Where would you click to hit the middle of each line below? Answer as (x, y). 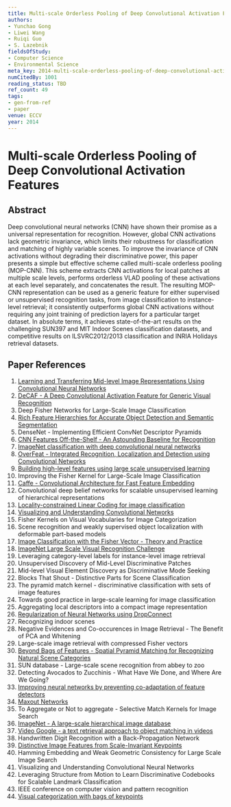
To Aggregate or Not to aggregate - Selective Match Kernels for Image (117, 709)
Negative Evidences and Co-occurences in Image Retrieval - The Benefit (120, 629)
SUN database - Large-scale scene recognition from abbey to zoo (111, 665)
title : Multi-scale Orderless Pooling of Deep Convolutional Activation (114, 13)
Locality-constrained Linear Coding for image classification (101, 505)
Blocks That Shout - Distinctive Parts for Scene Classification (104, 578)
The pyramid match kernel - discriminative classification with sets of (114, 585)
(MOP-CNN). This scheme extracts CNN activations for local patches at (109, 270)
